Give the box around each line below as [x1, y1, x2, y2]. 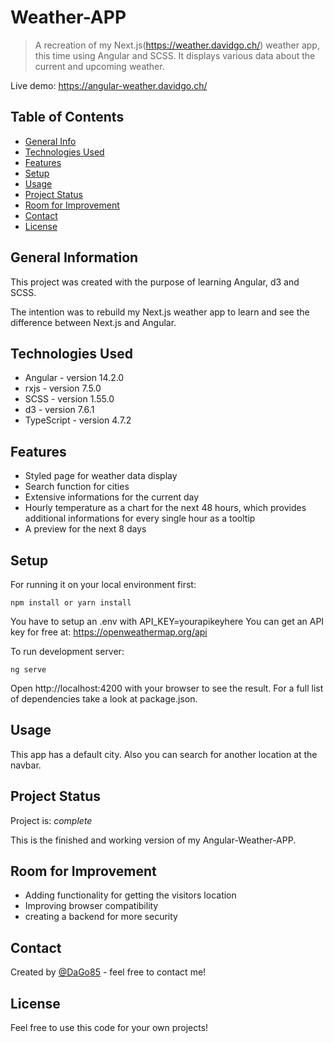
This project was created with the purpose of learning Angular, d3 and [10, 276, 300, 288]
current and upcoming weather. [34, 60, 165, 72]
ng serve [10, 665, 47, 675]
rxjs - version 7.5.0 [24, 382, 102, 395]
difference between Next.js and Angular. [10, 316, 177, 328]
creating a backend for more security [24, 911, 178, 923]
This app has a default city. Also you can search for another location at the [10, 748, 318, 760]
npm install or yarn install [10, 598, 132, 608]
